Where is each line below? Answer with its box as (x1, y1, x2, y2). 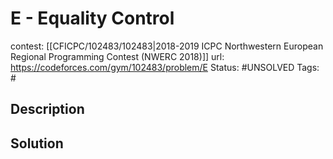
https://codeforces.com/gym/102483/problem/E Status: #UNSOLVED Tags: (10, 61, 320, 73)
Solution (10, 135, 64, 152)
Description (10, 101, 85, 118)
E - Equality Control (10, 7, 175, 30)
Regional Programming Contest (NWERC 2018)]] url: (10, 50, 225, 62)
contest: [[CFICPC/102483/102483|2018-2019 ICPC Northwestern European (10, 40, 324, 52)
